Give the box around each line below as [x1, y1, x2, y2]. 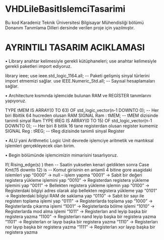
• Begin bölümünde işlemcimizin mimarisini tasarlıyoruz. [5, 152, 118, 158]
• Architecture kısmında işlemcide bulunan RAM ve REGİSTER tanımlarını [5, 92, 152, 98]
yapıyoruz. [5, 98, 26, 104]
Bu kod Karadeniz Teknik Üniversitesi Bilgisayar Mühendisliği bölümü [5, 20, 144, 25]
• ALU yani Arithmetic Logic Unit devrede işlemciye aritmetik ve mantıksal [5, 137, 154, 143]
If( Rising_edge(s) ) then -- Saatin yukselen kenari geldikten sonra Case [5, 161, 149, 167]
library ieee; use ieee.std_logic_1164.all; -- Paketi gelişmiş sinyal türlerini [5, 72, 150, 79]
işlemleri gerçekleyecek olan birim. [5, 143, 75, 149]
